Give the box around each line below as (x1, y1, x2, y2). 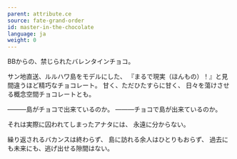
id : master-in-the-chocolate (7, 23, 94, 31)
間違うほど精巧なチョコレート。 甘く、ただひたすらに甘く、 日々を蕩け (7, 81, 218, 89)
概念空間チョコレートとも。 (13, 90, 95, 99)
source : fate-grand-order (7, 17, 84, 24)
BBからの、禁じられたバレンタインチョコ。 (7, 57, 135, 66)
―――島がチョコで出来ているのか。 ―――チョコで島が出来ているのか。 (7, 105, 222, 114)
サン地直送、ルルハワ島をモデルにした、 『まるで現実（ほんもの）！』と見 (7, 72, 228, 81)
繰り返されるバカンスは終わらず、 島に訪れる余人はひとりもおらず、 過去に (7, 136, 228, 144)
